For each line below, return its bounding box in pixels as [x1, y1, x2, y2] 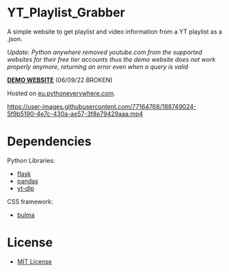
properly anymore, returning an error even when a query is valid [7, 62, 189, 71]
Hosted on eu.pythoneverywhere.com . [7, 89, 116, 97]
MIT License [16, 257, 53, 265]
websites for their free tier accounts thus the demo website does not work [7, 55, 216, 63]
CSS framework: [7, 197, 53, 206]
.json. [7, 34, 23, 42]
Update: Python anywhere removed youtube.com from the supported [7, 48, 203, 56]
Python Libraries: [7, 156, 55, 164]
